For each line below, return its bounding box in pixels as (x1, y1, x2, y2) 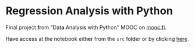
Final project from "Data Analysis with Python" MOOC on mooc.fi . (5, 24, 167, 31)
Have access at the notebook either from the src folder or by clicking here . (5, 35, 189, 42)
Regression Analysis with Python (5, 4, 174, 18)
